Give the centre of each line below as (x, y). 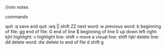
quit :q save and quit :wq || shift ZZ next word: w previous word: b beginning (83, 26)
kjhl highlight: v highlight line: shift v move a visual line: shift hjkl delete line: (82, 37)
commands (17, 17)
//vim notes (17, 7)
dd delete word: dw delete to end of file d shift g (54, 42)
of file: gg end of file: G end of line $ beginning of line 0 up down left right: (81, 31)
